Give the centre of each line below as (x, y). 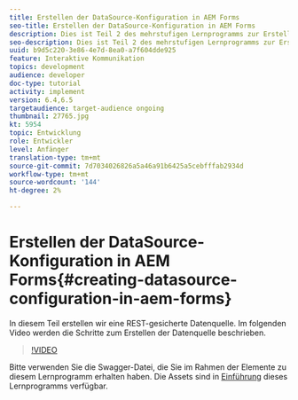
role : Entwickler (41, 141)
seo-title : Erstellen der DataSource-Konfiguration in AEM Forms (132, 26)
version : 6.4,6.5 (41, 100)
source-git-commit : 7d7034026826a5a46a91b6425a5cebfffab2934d (126, 166)
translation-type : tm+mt (55, 157)
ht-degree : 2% (35, 191)
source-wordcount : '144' (55, 183)
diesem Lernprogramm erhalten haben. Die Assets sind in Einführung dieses (149, 376)
